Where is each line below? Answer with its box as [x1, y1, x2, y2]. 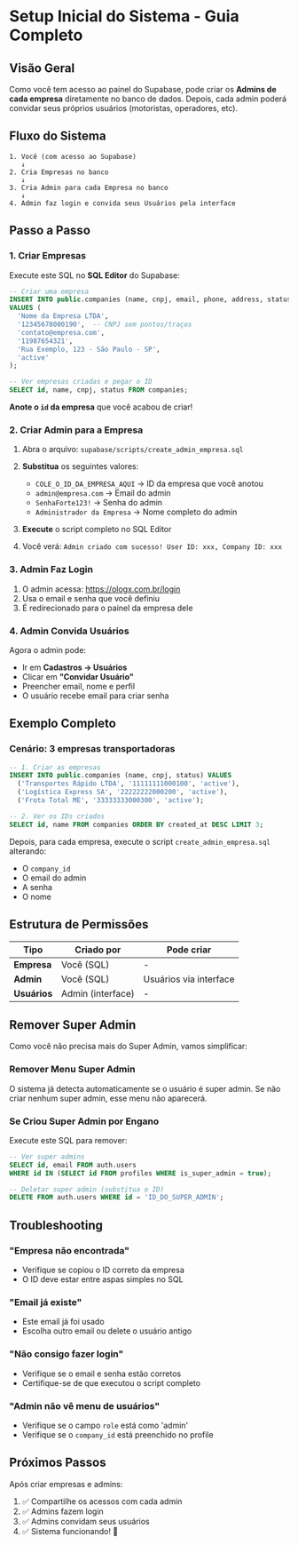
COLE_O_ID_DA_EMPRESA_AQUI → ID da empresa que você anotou [35, 478, 264, 490]
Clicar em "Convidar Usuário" [21, 671, 135, 681]
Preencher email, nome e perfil [21, 681, 136, 691]
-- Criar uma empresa [9, 287, 90, 296]
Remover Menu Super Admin [9, 1063, 136, 1076]
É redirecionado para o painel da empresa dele [21, 602, 193, 613]
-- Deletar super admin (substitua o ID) [9, 1184, 165, 1194]
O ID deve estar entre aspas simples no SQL [21, 1273, 184, 1285]
